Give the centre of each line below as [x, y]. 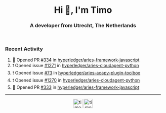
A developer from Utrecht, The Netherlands [83, 26]
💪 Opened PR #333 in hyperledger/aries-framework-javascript [76, 87]
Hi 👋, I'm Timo [83, 10]
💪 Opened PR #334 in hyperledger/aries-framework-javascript [76, 60]
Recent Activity [24, 49]
